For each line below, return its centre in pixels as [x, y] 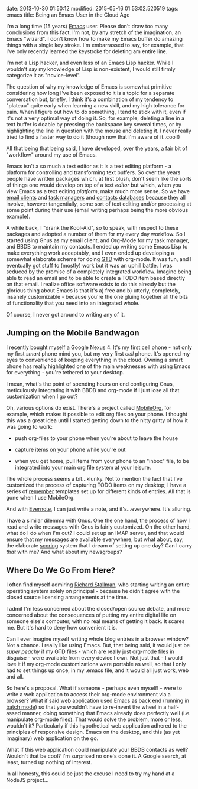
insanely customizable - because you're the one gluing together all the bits [97, 297]
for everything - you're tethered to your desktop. [65, 372]
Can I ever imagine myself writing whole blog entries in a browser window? [98, 639]
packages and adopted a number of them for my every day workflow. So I [96, 234]
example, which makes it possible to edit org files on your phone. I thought [97, 414]
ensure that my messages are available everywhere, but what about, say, [95, 539]
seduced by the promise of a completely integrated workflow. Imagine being [99, 272]
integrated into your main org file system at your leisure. [83, 467]
